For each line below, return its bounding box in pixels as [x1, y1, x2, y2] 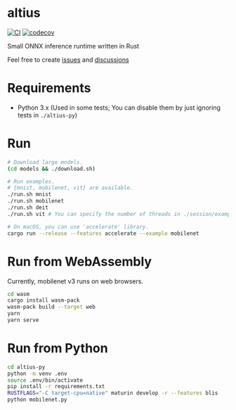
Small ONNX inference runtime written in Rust [7, 41, 139, 50]
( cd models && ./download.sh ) [7, 165, 96, 172]
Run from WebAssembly [7, 253, 152, 269]
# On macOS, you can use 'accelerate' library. [7, 223, 150, 230]
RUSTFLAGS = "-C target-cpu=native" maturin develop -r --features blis [7, 390, 218, 397]
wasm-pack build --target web [7, 304, 96, 311]
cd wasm [7, 290, 30, 297]
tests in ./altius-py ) [17, 110, 78, 119]
